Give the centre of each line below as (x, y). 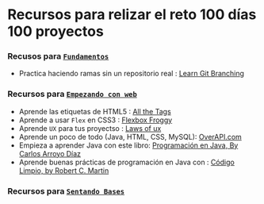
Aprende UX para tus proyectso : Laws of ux (90, 128)
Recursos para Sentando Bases (66, 191)
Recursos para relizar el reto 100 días (132, 15)
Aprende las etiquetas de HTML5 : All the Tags (95, 111)
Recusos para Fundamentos (58, 56)
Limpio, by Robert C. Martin (64, 170)
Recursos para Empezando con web (73, 94)
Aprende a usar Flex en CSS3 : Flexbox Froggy (96, 120)
